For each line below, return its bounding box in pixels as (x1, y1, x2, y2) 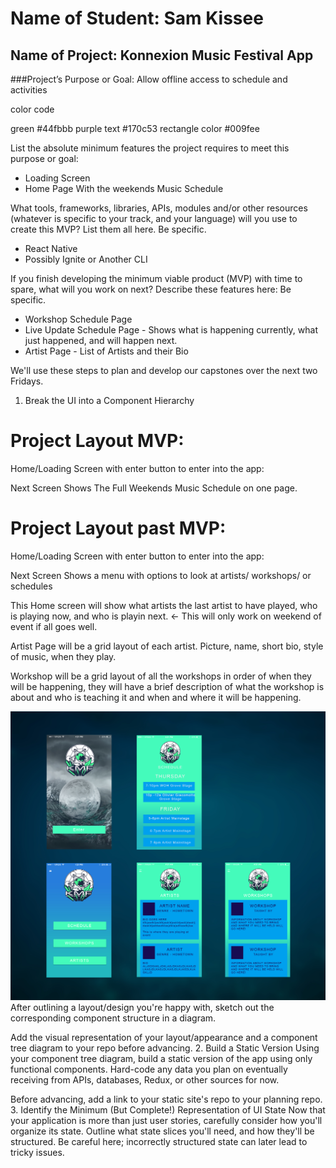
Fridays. (10, 375, 44, 387)
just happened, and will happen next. (24, 335, 178, 346)
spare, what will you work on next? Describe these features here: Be (10, 283, 292, 295)
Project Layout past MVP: (10, 517, 227, 540)
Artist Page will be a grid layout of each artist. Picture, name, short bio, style (10, 640, 324, 652)
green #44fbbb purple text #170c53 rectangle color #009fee (10, 123, 260, 134)
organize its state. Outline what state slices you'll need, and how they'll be (10, 1125, 315, 1137)
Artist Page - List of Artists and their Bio (24, 345, 189, 357)
